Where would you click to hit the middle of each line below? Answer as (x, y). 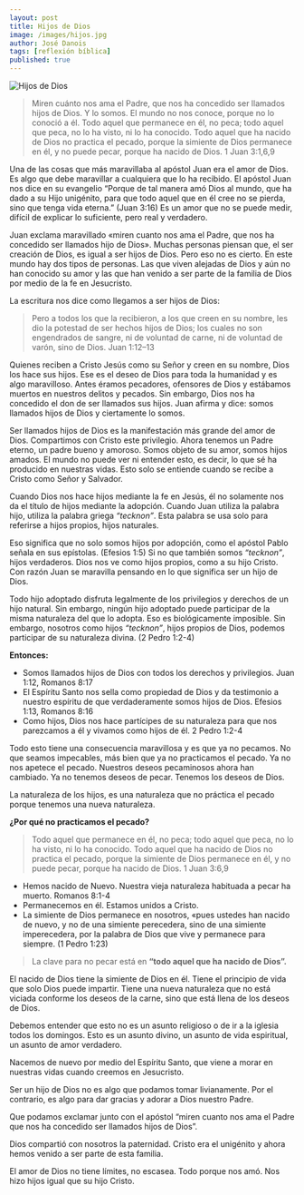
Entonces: (29, 655)
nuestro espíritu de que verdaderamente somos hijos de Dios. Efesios (152, 701)
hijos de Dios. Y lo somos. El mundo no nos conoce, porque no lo (153, 113)
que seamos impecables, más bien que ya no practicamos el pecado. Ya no (150, 758)
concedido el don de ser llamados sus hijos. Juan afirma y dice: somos (142, 403)
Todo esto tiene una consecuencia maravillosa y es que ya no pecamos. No (150, 748)
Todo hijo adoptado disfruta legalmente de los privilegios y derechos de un (149, 599)
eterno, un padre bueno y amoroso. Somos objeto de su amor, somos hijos (148, 450)
